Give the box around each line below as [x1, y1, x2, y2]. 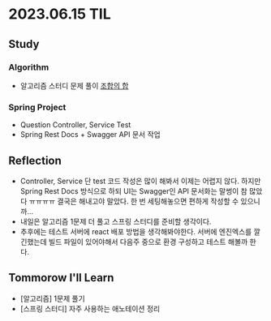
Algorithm [8, 62, 49, 73]
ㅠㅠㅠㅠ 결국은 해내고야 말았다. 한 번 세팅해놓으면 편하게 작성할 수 [28, 196, 239, 206]
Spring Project [8, 101, 67, 113]
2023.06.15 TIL [8, 5, 111, 24]
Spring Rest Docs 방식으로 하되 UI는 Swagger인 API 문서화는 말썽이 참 [19, 186, 247, 195]
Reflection [8, 153, 62, 167]
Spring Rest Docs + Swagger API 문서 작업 [19, 130, 161, 139]
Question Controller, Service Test [19, 120, 131, 130]
